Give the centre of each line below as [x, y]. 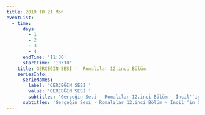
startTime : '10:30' [47, 63]
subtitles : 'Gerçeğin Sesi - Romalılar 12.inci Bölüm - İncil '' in [109, 102]
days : [29, 29]
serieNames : [38, 80]
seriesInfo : [32, 74]
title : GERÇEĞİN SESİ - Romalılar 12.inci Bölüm [82, 68]
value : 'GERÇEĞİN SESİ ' [60, 91]
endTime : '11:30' [45, 57]
